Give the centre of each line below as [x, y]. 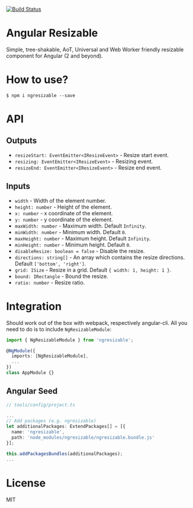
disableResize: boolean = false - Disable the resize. [80, 251]
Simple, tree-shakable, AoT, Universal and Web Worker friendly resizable [95, 49]
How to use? [37, 80]
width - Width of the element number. [60, 200]
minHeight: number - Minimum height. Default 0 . [73, 245]
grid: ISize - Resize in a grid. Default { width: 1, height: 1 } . [93, 270]
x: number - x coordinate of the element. [64, 213]
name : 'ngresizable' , [38, 432]
